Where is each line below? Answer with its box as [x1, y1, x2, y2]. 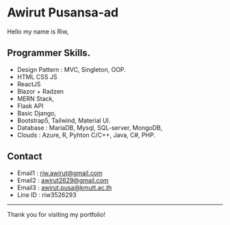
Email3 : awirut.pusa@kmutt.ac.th [16, 183, 112, 191]
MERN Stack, [16, 94, 55, 103]
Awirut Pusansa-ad [7, 5, 118, 21]
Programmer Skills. [7, 47, 91, 59]
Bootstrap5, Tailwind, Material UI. [16, 116, 111, 124]
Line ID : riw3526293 [16, 190, 77, 199]
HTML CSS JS [16, 72, 57, 81]
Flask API [16, 101, 44, 110]
